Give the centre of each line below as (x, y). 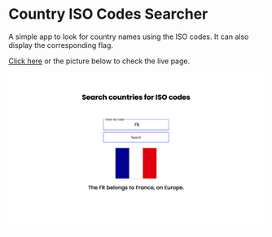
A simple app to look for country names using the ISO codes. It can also (129, 37)
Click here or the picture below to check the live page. (99, 61)
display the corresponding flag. (61, 45)
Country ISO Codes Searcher (108, 14)
